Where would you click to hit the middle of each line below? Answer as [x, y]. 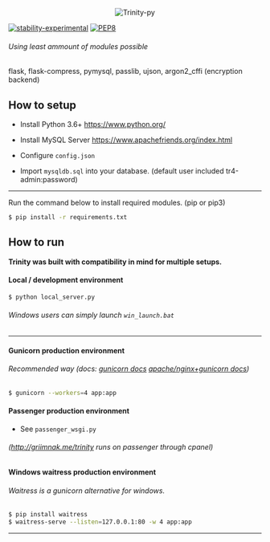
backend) [24, 79]
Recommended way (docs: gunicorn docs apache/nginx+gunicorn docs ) [129, 369]
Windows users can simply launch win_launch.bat [92, 315]
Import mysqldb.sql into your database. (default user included [122, 171]
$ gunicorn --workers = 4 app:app [62, 393]
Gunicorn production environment [67, 350]
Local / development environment [66, 280]
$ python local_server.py [51, 297]
